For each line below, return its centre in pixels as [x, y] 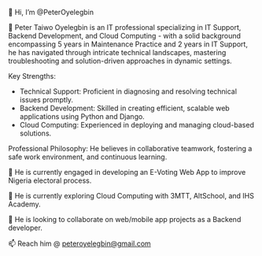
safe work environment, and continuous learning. [88, 157]
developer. [26, 228]
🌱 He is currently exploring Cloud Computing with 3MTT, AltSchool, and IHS [131, 196]
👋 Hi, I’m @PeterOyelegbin [51, 12]
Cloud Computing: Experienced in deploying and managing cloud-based [137, 125]
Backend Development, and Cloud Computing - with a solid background [125, 36]
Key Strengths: [32, 76]
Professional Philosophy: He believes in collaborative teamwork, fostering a [130, 148]
